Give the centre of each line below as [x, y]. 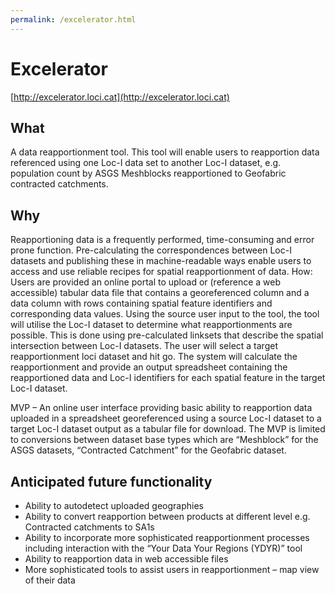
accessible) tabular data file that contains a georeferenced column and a [160, 293]
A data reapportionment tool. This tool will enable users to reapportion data [165, 152]
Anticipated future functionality [111, 481]
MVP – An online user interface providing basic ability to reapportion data [161, 408]
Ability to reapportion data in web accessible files [126, 559]
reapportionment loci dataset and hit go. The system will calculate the [154, 357]
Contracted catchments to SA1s [89, 527]
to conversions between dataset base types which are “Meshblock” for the [164, 440]
